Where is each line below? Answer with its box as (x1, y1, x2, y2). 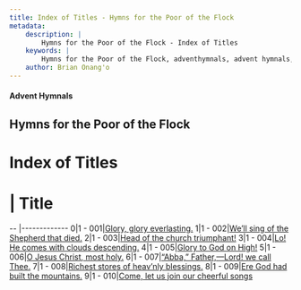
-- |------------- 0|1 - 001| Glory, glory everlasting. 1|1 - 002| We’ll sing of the (9, 223, 289, 234)
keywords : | (25, 47, 70, 55)
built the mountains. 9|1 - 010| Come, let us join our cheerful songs (9, 270, 254, 281)
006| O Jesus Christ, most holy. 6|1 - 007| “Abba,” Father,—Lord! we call (9, 252, 271, 262)
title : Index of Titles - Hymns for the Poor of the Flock (9, 13, 235, 22)
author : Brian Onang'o (25, 64, 110, 72)
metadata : (9, 21, 47, 30)
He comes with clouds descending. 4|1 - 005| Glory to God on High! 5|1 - (9, 242, 276, 252)
